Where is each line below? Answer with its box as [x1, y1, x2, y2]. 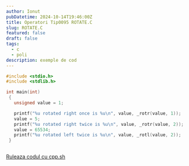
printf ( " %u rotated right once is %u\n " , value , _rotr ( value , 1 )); [13, 110, 181, 116]
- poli [11, 52, 27, 58]
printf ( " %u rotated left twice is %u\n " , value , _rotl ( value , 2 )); [13, 132, 181, 138]
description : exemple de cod [6, 57, 77, 63]
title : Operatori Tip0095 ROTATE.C [6, 19, 93, 25]
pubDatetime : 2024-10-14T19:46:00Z [6, 14, 93, 20]
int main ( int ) [6, 89, 41, 95]
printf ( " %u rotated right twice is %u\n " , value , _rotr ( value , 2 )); [13, 121, 184, 127]
